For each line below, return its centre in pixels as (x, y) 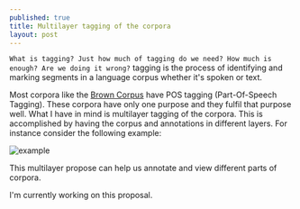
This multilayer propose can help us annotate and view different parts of (143, 168)
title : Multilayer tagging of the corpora (90, 26)
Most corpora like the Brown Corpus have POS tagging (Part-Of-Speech (143, 95)
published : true (40, 18)
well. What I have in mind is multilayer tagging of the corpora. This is (136, 114)
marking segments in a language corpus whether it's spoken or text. (136, 77)
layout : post (34, 34)
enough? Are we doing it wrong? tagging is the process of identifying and (146, 68)
